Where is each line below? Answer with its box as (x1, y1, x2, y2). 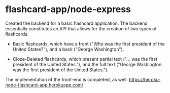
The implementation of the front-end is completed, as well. (5, 76, 128, 82)
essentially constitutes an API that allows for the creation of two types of (5, 25, 157, 31)
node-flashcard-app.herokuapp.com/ (5, 82, 84, 88)
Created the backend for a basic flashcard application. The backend (5, 20, 148, 26)
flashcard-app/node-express (5, 4, 131, 15)
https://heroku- (128, 76, 161, 82)
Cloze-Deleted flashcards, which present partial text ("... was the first (12, 56, 158, 62)
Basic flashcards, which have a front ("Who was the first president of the (12, 40, 165, 46)
